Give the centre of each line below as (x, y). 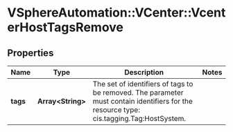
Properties (31, 53)
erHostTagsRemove (65, 27)
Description (144, 72)
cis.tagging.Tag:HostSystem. (139, 119)
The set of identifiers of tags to (143, 84)
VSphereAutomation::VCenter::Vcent (116, 13)
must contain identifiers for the (143, 101)
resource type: (116, 110)
